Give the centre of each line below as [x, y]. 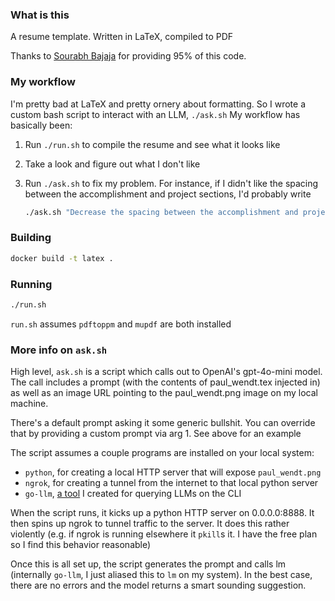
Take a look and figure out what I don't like [112, 164]
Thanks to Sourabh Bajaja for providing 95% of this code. [128, 56]
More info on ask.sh [59, 350]
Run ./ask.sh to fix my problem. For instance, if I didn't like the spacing [171, 183]
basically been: [41, 125]
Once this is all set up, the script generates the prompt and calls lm [148, 564]
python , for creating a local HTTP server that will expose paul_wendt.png [173, 472]
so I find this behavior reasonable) [81, 545]
